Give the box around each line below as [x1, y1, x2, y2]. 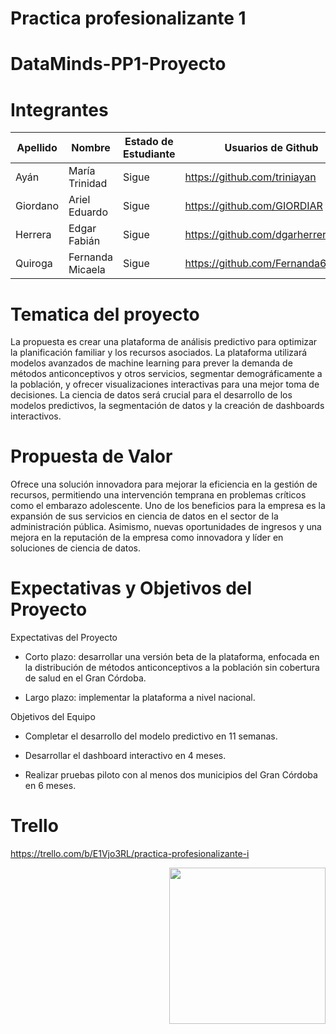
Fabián [68, 234, 101, 248]
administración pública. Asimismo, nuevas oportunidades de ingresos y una [10, 521, 322, 533]
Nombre [71, 141, 111, 155]
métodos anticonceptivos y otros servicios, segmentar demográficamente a [10, 368, 323, 380]
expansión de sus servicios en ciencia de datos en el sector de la [10, 510, 279, 522]
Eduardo [68, 205, 109, 219]
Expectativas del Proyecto [10, 632, 118, 644]
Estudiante [123, 147, 176, 161]
